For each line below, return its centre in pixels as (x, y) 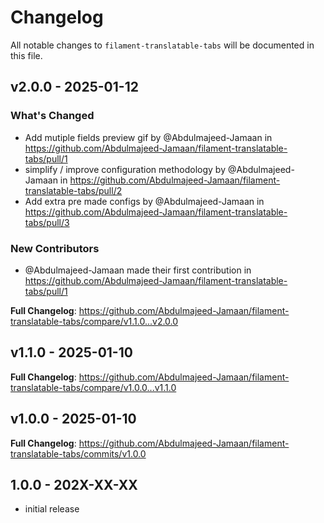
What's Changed (52, 116)
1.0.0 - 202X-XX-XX (74, 484)
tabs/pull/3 (47, 222)
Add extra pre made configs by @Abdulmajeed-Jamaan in (144, 201)
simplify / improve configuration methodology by (125, 169)
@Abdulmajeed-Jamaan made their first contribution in (138, 270)
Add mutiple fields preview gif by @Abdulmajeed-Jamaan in (148, 137)
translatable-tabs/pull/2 (73, 190)
